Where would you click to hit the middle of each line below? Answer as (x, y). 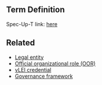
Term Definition (36, 10)
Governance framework (44, 76)
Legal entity (29, 57)
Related (21, 43)
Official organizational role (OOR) (55, 63)
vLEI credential (33, 70)
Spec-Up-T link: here (32, 24)
